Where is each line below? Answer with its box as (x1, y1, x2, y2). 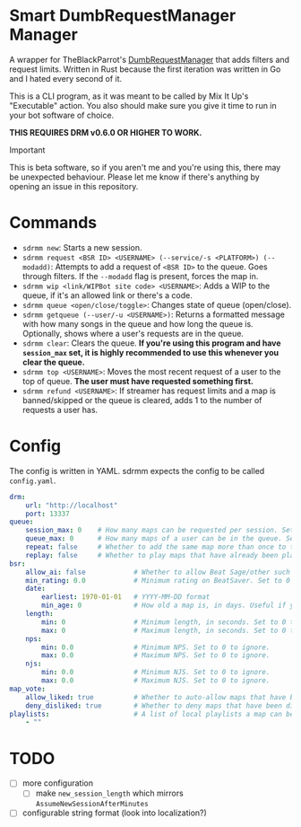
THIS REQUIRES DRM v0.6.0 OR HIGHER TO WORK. (9, 127, 202, 137)
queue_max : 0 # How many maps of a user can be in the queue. (25, 534, 282, 543)
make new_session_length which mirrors (35, 787, 184, 799)
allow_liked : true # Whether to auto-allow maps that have (25, 692, 287, 701)
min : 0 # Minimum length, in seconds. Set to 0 (41, 617, 287, 627)
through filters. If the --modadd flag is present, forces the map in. (21, 270, 259, 281)
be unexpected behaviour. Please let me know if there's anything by (9, 172, 260, 182)
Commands (9, 213, 98, 233)
